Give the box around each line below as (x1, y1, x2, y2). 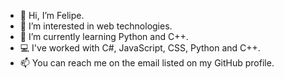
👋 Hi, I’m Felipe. (19, 10, 85, 21)
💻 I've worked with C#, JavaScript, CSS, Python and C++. (19, 42, 261, 54)
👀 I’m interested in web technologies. (19, 20, 173, 32)
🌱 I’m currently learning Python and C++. (19, 31, 189, 42)
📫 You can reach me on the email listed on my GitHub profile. (19, 57, 275, 69)
